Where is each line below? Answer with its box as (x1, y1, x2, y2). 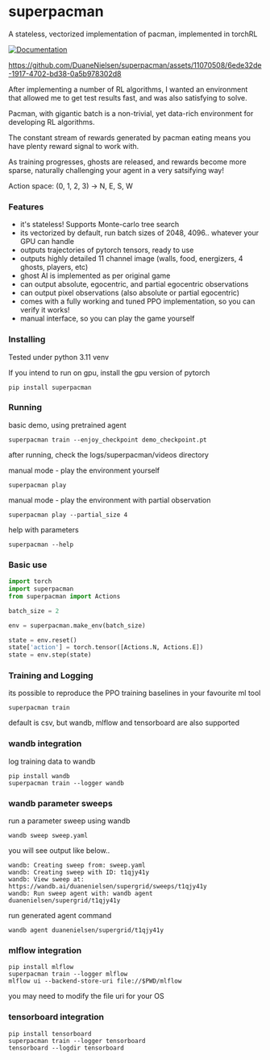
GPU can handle (19, 237, 75, 246)
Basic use (8, 559, 48, 570)
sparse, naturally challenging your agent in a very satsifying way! (8, 165, 224, 175)
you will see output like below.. (8, 846, 110, 855)
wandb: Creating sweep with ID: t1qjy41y (8, 868, 150, 876)
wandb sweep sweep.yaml (8, 832, 89, 840)
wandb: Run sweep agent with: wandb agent (8, 889, 153, 898)
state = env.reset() (8, 636, 78, 644)
